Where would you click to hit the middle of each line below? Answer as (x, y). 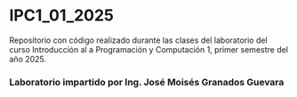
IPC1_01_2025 (61, 16)
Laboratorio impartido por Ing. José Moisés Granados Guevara (147, 82)
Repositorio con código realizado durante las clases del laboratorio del (139, 40)
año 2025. (28, 59)
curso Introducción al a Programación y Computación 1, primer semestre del (149, 49)
